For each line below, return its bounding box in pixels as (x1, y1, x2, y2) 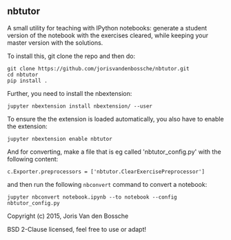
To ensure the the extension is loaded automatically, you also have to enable (7, 114, 224, 123)
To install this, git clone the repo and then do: (7, 52, 136, 60)
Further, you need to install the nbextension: (7, 89, 132, 97)
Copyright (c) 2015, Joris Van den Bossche (7, 212, 129, 220)
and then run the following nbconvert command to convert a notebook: (7, 180, 208, 188)
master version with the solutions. (7, 38, 103, 47)
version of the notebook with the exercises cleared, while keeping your (7, 31, 209, 39)
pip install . (7, 77, 48, 84)
